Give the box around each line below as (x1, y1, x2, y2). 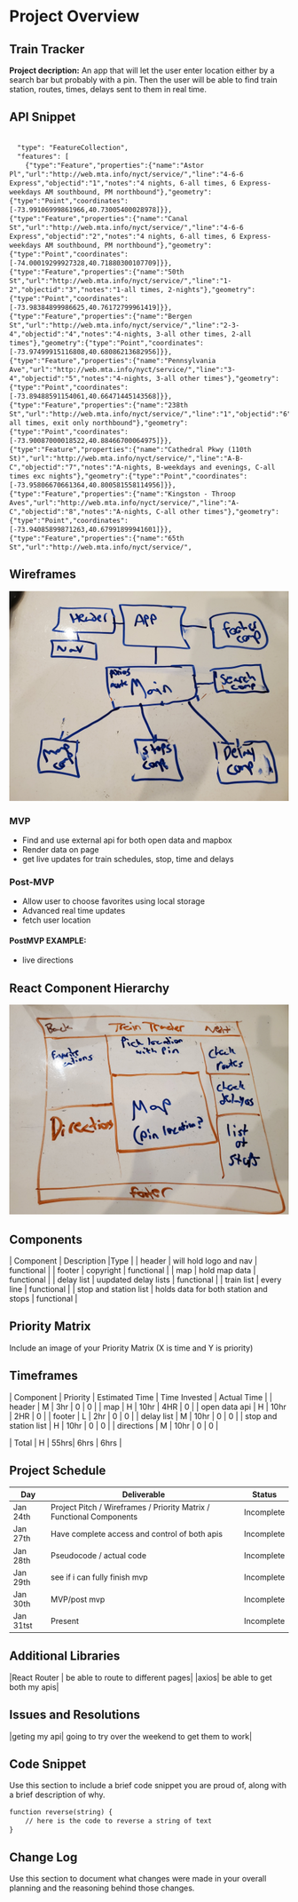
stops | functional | (9, 1294, 78, 1304)
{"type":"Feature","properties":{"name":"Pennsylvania (9, 356, 216, 365)
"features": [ (17, 152, 69, 161)
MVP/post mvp (50, 1594, 106, 1605)
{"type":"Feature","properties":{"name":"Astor (25, 161, 204, 170)
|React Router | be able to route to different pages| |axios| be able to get (9, 1672, 272, 1683)
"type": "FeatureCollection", (17, 143, 129, 152)
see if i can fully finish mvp (50, 1572, 148, 1582)
